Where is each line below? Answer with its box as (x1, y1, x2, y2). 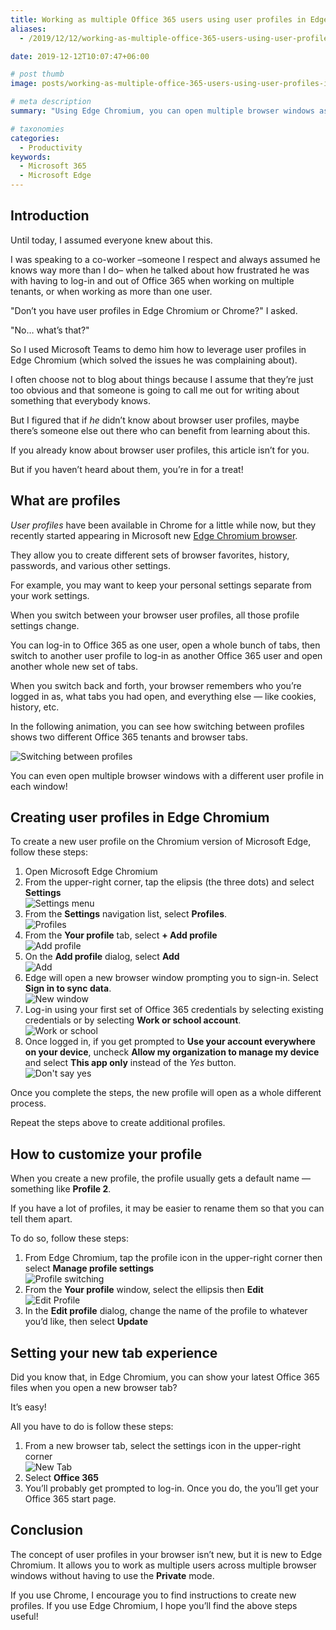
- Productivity (19, 142, 83, 153)
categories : (10, 133, 60, 143)
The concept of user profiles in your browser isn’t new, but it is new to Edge (10, 1548, 323, 1560)
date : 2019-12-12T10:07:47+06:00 (10, 51, 150, 61)
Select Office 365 (24, 1472, 100, 1484)
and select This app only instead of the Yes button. (24, 1057, 237, 1069)
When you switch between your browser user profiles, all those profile (10, 609, 300, 621)
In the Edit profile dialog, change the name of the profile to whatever (24, 1305, 308, 1317)
